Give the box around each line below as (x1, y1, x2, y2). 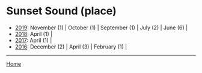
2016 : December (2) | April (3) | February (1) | (14, 43, 127, 50)
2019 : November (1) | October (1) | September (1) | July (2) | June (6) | (14, 24, 188, 31)
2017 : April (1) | (14, 36, 52, 44)
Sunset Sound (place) (6, 4, 117, 18)
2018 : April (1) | (14, 30, 53, 37)
